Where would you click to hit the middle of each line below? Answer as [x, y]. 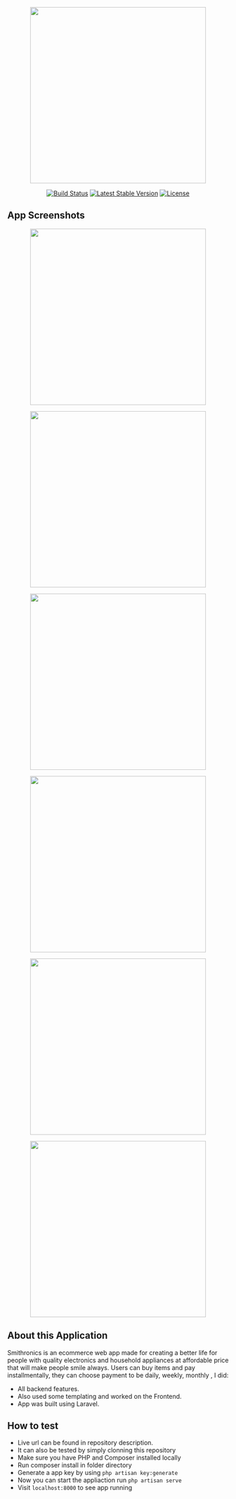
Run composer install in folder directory [74, 1465]
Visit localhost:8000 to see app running [75, 1488]
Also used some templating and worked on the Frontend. [99, 1396]
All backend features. [48, 1388]
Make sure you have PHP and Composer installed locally [99, 1458]
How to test [33, 1426]
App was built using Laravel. [58, 1404]
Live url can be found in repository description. [85, 1443]
